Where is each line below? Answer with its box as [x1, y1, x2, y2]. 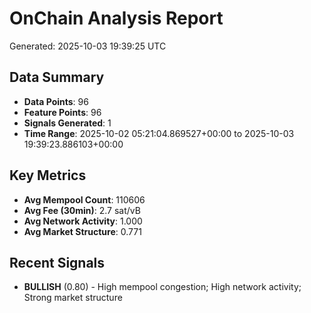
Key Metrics [9, 167, 87, 184]
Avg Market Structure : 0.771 [23, 225, 142, 237]
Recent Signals [9, 254, 106, 271]
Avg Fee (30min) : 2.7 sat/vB [23, 204, 141, 216]
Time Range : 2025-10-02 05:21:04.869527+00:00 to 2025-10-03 [23, 127, 295, 139]
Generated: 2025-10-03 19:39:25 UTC [9, 40, 167, 52]
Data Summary [9, 69, 105, 86]
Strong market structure [23, 292, 123, 304]
